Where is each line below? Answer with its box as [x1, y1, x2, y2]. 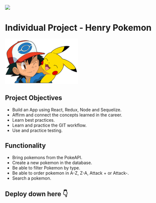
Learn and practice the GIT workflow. [12, 122, 87, 128]
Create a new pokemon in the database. [12, 160, 92, 166]
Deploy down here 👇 [5, 190, 68, 198]
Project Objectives [5, 94, 62, 102]
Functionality [5, 142, 46, 150]
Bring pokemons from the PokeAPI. [12, 154, 83, 160]
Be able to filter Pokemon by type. [12, 165, 80, 170]
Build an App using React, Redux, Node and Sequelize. [12, 107, 122, 112]
